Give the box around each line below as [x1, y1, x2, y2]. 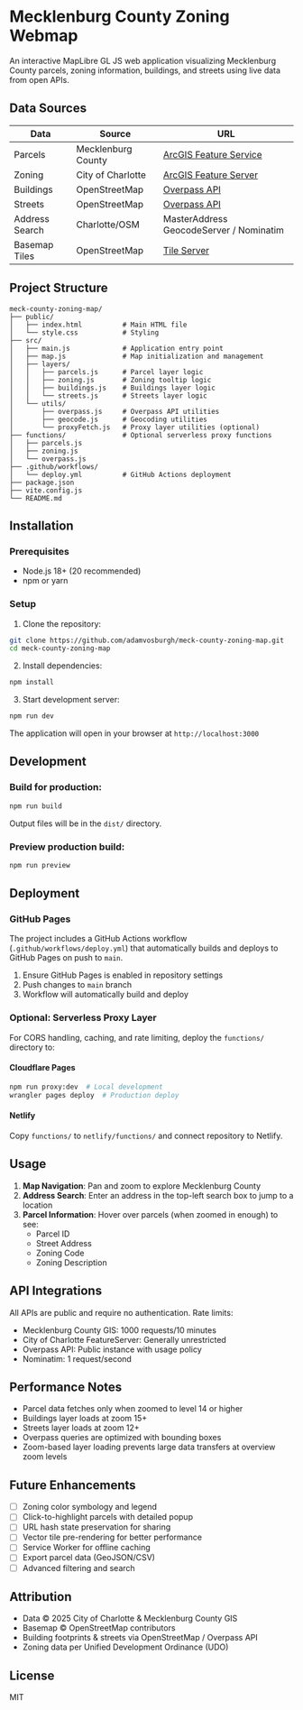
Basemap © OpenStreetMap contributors [22, 1623, 176, 1633]
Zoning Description [35, 1256, 107, 1268]
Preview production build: [9, 841, 125, 853]
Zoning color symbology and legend [22, 1502, 158, 1512]
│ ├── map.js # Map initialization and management [9, 352, 264, 361]
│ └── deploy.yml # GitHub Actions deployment [9, 470, 232, 479]
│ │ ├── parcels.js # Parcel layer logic [9, 367, 204, 376]
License [9, 1668, 55, 1683]
